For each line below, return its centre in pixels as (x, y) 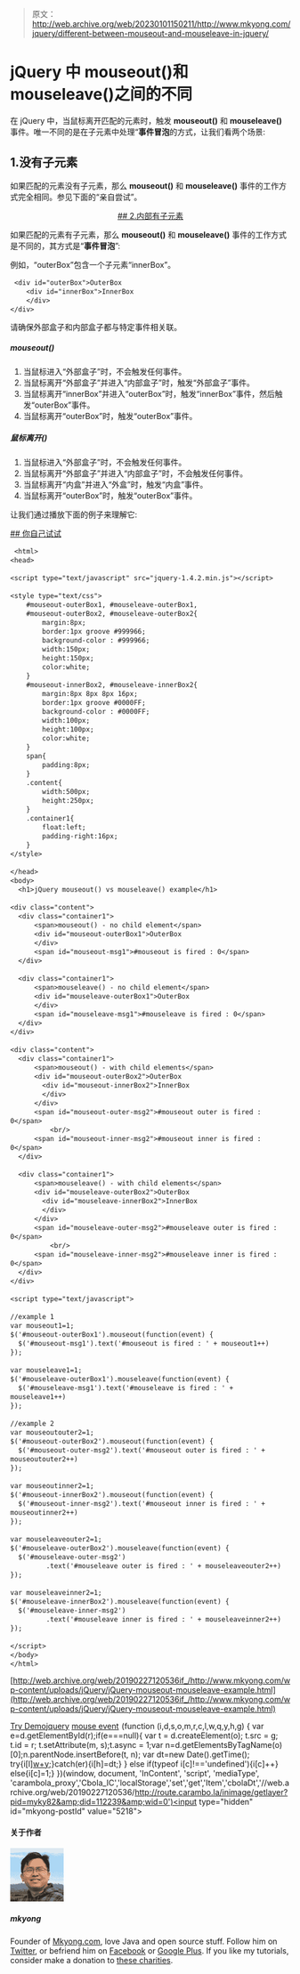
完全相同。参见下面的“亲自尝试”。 (80, 197)
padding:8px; (66, 765)
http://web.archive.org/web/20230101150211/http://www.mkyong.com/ (161, 24)
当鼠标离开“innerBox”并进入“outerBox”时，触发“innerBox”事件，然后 (149, 393)
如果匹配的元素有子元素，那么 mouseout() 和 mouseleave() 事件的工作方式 (149, 234)
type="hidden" (226, 1801)
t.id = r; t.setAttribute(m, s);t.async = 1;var (87, 1744)
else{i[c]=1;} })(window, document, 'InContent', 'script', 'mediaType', (135, 1773)
